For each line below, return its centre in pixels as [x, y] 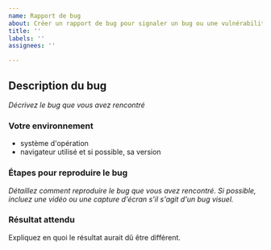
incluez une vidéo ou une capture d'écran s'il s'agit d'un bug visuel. [121, 199]
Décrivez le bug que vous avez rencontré [77, 105]
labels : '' [27, 38]
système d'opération [54, 144]
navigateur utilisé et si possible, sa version [90, 152]
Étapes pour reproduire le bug [68, 173]
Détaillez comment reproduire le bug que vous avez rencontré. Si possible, [132, 190]
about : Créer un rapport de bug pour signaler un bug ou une [113, 23]
